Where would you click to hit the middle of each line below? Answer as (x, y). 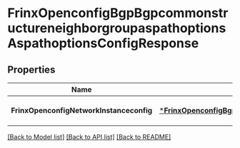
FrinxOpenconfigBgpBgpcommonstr (118, 13)
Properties (31, 69)
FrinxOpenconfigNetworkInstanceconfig (82, 110)
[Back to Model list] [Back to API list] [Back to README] (89, 137)
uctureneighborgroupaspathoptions (117, 28)
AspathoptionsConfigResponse (103, 43)
